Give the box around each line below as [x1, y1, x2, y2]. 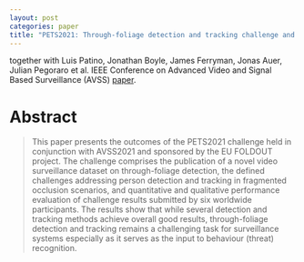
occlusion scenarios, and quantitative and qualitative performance [31, 185, 280, 196]
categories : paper [9, 22, 79, 31]
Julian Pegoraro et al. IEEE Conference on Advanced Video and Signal [9, 65, 272, 76]
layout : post [9, 13, 59, 23]
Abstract [9, 106, 77, 127]
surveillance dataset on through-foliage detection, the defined [31, 166, 266, 176]
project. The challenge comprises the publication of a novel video [31, 156, 279, 166]
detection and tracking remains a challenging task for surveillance [31, 224, 279, 235]
